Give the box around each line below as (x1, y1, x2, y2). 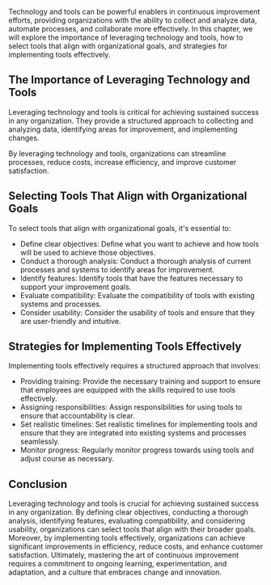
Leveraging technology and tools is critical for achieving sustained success (8, 107, 259, 116)
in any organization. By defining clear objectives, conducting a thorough (8, 507, 249, 517)
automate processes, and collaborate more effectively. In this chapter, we (8, 24, 253, 33)
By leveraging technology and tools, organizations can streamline (8, 149, 227, 158)
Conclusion (8, 477, 68, 491)
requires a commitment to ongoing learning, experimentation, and (8, 559, 227, 569)
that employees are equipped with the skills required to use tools (19, 385, 236, 395)
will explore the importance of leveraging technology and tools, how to (8, 32, 243, 42)
